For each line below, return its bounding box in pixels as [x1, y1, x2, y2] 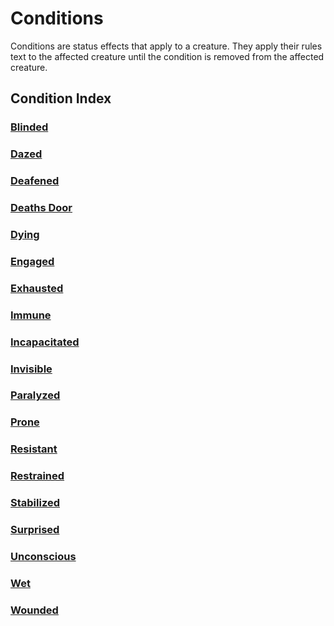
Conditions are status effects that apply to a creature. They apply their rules [10, 40, 323, 52]
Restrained [10, 469, 65, 483]
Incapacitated [10, 335, 80, 349]
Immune [10, 308, 52, 322]
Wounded [10, 603, 59, 617]
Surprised [10, 523, 60, 537]
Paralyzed [10, 388, 61, 402]
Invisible [10, 362, 53, 376]
